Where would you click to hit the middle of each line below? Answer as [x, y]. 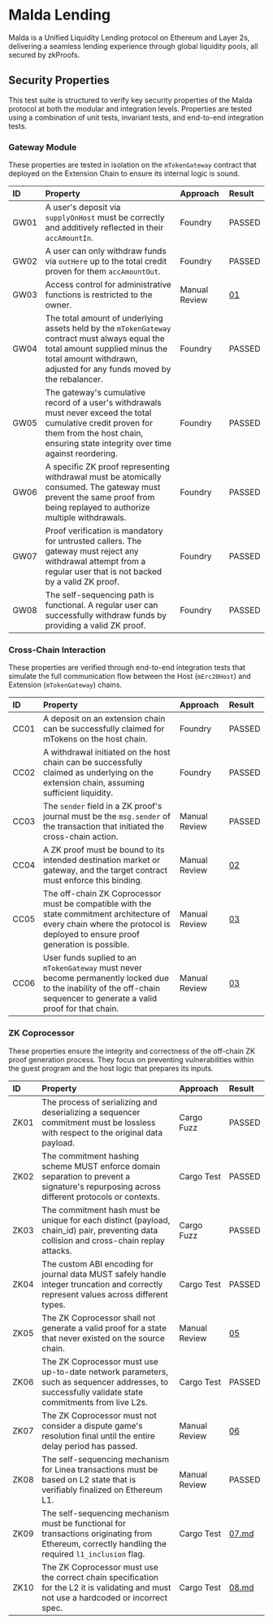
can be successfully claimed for [104, 729]
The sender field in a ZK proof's [103, 806]
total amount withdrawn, [91, 359]
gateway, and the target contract [106, 870]
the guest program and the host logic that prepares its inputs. [111, 1068]
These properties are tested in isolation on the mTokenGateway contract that [133, 165]
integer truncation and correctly [102, 1284]
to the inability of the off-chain [102, 988]
